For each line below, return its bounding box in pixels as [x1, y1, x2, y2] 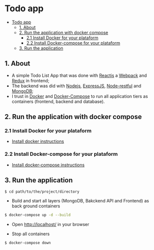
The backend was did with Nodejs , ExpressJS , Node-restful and [11, 83, 142, 89]
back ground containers [11, 203, 60, 209]
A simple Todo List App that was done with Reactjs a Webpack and [11, 72, 147, 78]
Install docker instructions [11, 138, 64, 145]
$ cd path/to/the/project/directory [4, 189, 79, 194]
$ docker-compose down [4, 241, 51, 246]
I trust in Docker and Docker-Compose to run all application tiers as [11, 93, 148, 99]
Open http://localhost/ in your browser [11, 222, 89, 227]
